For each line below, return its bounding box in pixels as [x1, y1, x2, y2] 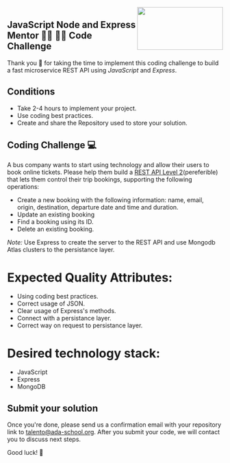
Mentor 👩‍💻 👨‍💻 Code [7, 30, 92, 42]
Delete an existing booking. [16, 225, 94, 234]
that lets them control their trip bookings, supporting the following [7, 175, 193, 184]
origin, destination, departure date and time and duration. [16, 203, 179, 212]
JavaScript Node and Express [7, 19, 136, 31]
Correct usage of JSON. [16, 299, 86, 308]
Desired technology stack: [7, 345, 161, 361]
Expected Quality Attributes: [7, 270, 173, 285]
